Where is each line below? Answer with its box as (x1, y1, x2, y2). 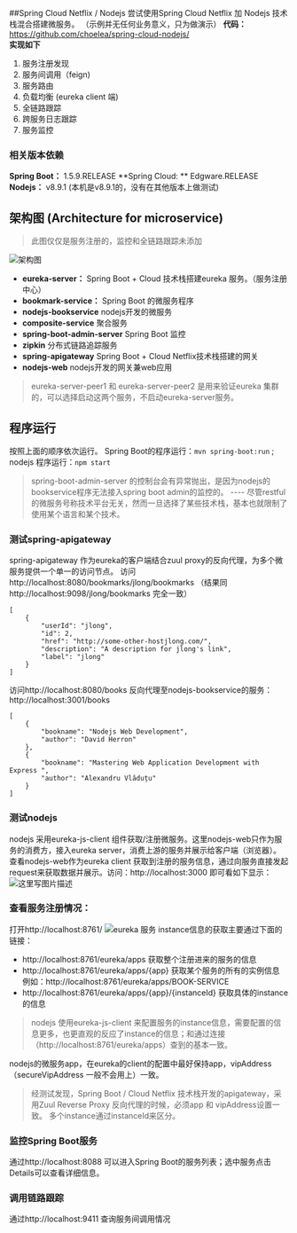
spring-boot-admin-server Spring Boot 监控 (21, 329, 186, 340)
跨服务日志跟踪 (21, 114, 77, 124)
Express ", (9, 766, 50, 775)
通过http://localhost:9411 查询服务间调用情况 (9, 1213, 171, 1224)
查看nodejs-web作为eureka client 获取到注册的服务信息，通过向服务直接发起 (9, 855, 289, 867)
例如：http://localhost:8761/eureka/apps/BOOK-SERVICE (21, 976, 230, 986)
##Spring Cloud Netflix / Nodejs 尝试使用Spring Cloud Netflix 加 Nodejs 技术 (9, 8, 288, 18)
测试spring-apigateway (9, 533, 112, 546)
